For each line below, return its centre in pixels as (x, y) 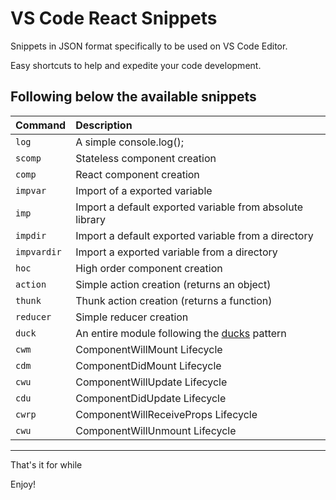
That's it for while (46, 464)
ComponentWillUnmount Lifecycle (156, 430)
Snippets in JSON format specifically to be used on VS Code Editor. (149, 46)
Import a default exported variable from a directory (194, 235)
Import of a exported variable (144, 190)
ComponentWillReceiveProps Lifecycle (166, 414)
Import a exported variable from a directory (176, 252)
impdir (31, 235)
